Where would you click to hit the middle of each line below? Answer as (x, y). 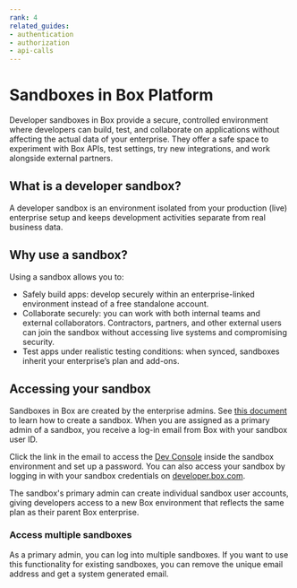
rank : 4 (24, 17)
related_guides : (39, 26)
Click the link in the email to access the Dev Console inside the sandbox (142, 456)
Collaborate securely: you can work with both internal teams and (141, 313)
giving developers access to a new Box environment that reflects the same (147, 502)
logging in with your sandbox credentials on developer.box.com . (127, 475)
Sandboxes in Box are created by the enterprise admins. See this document (148, 411)
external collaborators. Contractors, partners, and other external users (152, 323)
